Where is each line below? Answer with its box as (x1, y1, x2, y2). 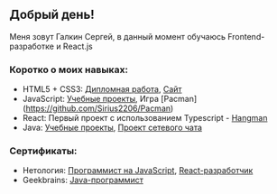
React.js (62, 41, 93, 51)
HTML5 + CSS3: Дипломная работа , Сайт (22, 84, 182, 95)
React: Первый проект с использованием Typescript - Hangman (22, 113, 268, 124)
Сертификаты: (9, 144, 78, 157)
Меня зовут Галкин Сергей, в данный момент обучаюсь (9, 31, 226, 42)
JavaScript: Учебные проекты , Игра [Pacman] (22, 94, 198, 105)
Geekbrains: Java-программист (22, 175, 144, 186)
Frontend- (226, 31, 265, 42)
